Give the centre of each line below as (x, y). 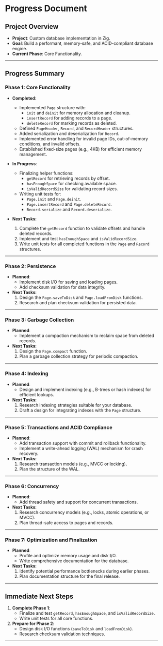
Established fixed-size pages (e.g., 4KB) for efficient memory (81, 149)
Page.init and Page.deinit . (54, 199)
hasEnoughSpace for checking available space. (72, 183)
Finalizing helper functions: (46, 173)
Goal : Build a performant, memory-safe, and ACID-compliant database (82, 43)
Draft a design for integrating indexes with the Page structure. (80, 410)
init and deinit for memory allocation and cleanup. (79, 113)
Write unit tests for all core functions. (56, 618)
